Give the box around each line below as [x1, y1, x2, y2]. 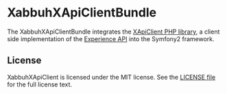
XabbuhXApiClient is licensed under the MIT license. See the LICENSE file [7, 73, 216, 81]
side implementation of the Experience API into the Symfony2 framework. [7, 34, 215, 43]
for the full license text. [7, 80, 73, 89]
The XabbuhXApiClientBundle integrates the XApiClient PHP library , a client [7, 27, 220, 36]
